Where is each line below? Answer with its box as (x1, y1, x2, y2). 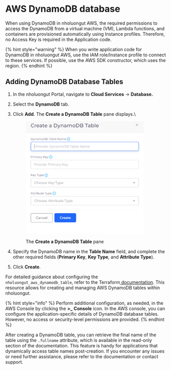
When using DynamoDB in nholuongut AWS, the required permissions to (5, 20, 158, 26)
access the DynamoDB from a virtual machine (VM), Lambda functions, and (5, 25, 165, 31)
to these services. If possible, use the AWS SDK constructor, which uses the (5, 57, 166, 63)
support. (5, 359, 24, 365)
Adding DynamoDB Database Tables (5, 77, 123, 86)
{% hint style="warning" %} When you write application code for (5, 46, 142, 52)
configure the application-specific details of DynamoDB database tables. (5, 311, 159, 317)
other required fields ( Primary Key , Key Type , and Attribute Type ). (12, 254, 155, 260)
